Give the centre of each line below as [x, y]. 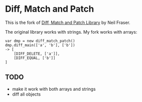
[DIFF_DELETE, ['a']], [37, 54]
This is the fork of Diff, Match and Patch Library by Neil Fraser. [68, 22]
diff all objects [26, 94]
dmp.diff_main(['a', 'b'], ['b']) [40, 45]
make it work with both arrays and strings [54, 89]
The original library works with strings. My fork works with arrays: [71, 32]
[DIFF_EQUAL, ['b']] [35, 58]
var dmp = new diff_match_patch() [40, 41]
